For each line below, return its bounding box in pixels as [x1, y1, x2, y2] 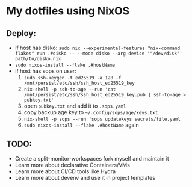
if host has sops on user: [14, 67, 76, 75]
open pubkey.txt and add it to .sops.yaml [23, 102, 126, 109]
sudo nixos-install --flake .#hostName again [23, 121, 140, 129]
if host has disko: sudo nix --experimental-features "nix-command [14, 44, 181, 51]
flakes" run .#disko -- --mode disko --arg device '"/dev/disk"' [14, 51, 182, 57]
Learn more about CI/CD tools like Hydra [14, 167, 116, 175]
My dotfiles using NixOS [6, 4, 130, 18]
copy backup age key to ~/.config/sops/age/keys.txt [23, 109, 158, 115]
